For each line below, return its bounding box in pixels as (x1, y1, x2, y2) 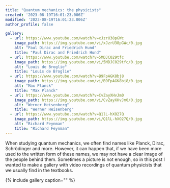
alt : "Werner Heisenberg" (14, 102, 70, 107)
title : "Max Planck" (14, 88, 58, 93)
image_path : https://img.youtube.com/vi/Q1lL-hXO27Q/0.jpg (14, 116, 143, 122)
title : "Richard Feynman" (14, 126, 70, 131)
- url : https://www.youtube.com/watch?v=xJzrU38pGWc (10, 36, 124, 41)
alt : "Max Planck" (14, 83, 53, 88)
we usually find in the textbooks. (5, 167, 73, 173)
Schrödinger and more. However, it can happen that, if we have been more (5, 145, 162, 151)
